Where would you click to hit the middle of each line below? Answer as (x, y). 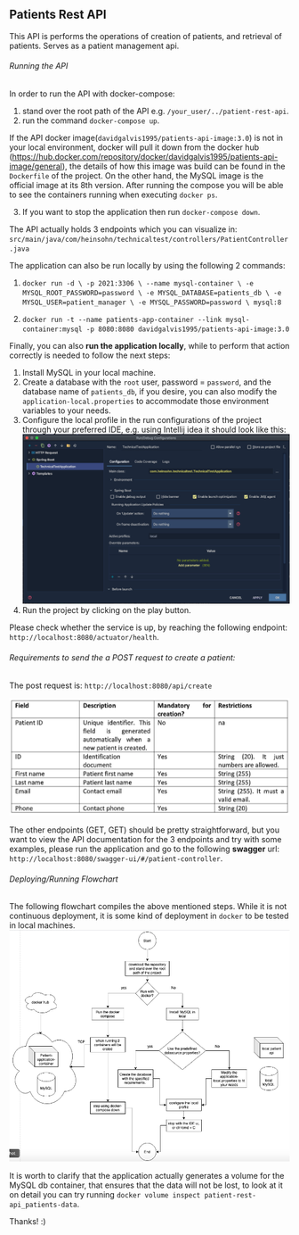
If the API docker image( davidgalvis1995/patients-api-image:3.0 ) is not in (146, 138)
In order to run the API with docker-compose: (92, 94)
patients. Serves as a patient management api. (94, 46)
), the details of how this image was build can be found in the (174, 166)
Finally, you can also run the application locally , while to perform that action (149, 346)
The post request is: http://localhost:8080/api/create (111, 685)
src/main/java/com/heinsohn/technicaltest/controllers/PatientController (149, 240)
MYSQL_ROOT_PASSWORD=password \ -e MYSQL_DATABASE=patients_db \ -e (152, 294)
